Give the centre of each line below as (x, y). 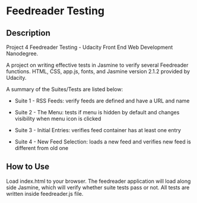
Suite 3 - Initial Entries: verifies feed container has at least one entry (98, 130)
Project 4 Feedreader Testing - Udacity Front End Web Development (90, 47)
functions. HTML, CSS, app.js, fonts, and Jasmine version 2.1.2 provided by (98, 71)
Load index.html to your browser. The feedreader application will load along (99, 181)
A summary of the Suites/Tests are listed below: (65, 89)
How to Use (28, 167)
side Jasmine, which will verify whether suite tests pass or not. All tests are (98, 187)
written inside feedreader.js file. (45, 193)
